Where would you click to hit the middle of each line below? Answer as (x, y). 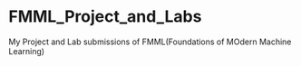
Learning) (27, 51)
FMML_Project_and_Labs (105, 17)
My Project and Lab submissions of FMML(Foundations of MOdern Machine (150, 42)
